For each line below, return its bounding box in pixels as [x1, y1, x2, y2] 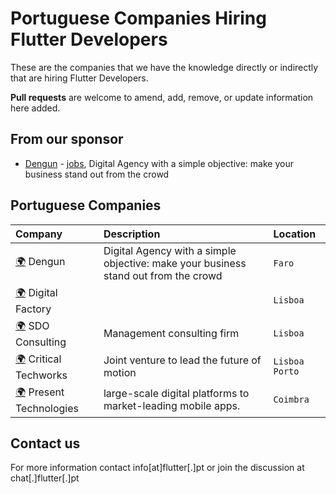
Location [273, 227, 317, 241]
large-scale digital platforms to [103, 387, 250, 401]
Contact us [10, 435, 81, 452]
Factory [15, 302, 52, 316]
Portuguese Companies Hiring [10, 7, 267, 30]
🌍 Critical [15, 352, 62, 366]
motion [103, 366, 137, 380]
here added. [10, 102, 61, 114]
